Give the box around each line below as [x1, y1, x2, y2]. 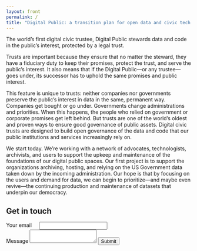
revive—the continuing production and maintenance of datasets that [6, 183, 172, 190]
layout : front [6, 8, 41, 15]
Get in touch [6, 206, 52, 216]
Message [6, 237, 29, 245]
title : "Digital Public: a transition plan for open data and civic [6, 19, 178, 25]
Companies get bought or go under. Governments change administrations [6, 103, 185, 110]
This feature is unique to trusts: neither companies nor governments [6, 90, 171, 97]
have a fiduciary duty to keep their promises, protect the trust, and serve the [6, 60, 191, 67]
